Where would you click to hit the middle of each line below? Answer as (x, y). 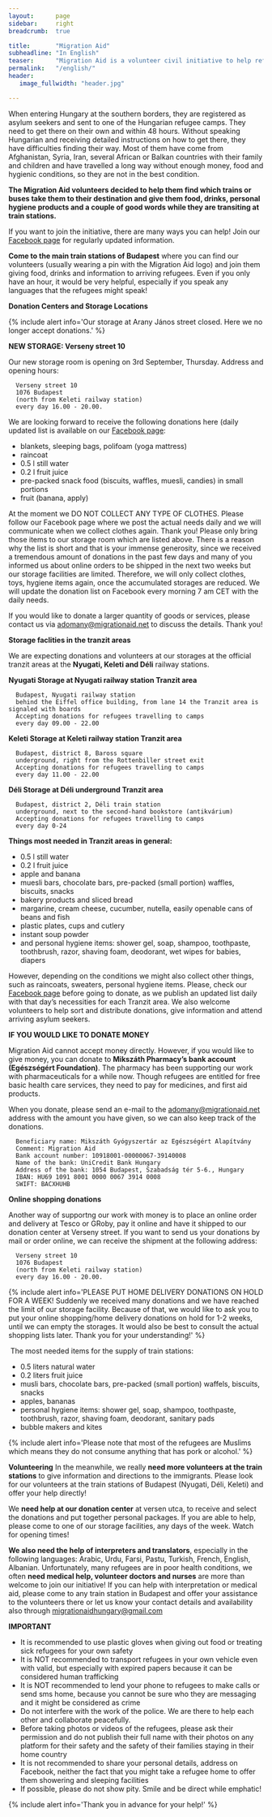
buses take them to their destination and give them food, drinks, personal (134, 198)
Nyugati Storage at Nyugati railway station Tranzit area (103, 680)
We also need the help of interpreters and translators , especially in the (128, 1550)
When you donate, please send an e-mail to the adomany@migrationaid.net (134, 1109)
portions (34, 489)
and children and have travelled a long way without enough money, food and (136, 165)
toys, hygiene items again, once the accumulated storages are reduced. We (134, 582)
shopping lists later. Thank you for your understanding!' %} (107, 1335)
